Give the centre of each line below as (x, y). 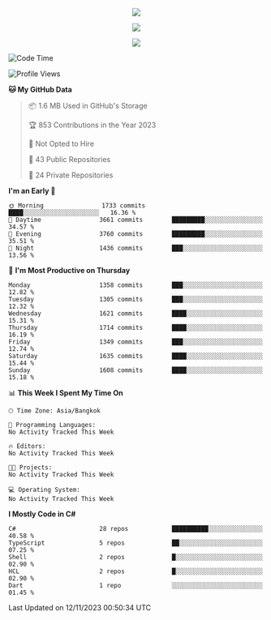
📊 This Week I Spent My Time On (66, 393)
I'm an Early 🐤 (32, 191)
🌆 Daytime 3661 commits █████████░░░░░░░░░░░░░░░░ (136, 220)
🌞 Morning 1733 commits (77, 206)
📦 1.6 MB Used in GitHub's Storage (88, 106)
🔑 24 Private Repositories (71, 175)
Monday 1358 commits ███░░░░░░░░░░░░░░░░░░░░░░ (136, 285)
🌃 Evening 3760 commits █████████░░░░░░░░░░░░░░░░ (136, 234)
